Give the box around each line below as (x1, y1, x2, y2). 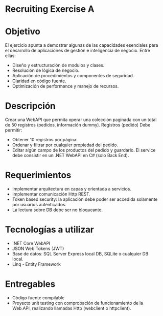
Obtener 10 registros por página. (12, 137, 78, 143)
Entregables (5, 279, 55, 290)
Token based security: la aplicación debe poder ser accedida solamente (12, 196, 158, 202)
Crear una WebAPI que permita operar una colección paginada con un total (5, 117, 157, 123)
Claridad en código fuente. (12, 78, 67, 84)
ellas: (5, 53, 16, 59)
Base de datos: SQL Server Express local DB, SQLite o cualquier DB (12, 251, 148, 256)
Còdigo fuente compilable (12, 294, 65, 301)
